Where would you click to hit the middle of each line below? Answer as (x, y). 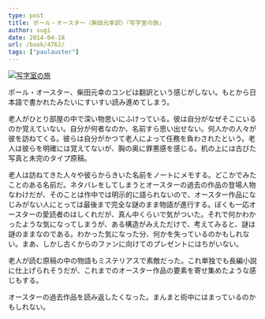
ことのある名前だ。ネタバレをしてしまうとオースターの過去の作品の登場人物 (132, 185)
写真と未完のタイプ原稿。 (50, 158)
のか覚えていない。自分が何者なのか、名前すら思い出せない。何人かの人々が (132, 128)
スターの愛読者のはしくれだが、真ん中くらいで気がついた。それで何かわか (135, 214)
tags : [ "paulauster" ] (44, 52)
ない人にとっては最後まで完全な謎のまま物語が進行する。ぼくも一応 (139, 204)
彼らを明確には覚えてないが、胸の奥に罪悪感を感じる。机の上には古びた (139, 148)
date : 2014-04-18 (37, 37)
